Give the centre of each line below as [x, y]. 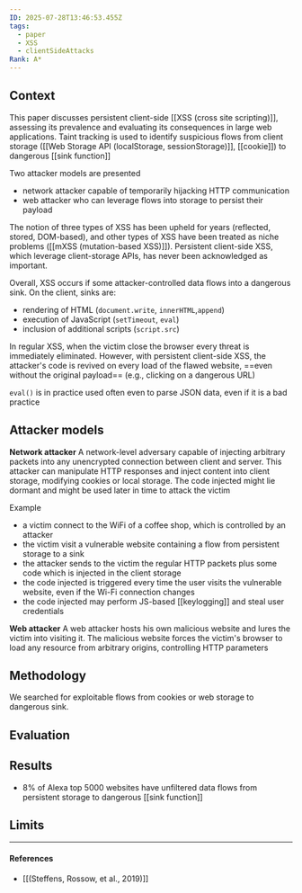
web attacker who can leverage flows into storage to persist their [142, 200]
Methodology [48, 676]
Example [26, 507]
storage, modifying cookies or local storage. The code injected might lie [142, 480]
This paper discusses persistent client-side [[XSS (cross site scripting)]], [144, 117]
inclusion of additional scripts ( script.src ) [101, 328]
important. [28, 265]
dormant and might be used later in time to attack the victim [120, 490]
